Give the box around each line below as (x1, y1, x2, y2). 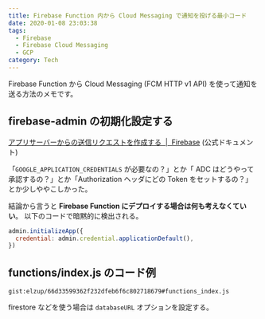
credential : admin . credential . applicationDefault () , (15, 234, 194, 242)
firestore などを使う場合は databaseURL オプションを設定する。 (8, 302, 213, 312)
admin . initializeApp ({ (8, 226, 84, 235)
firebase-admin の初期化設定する (8, 115, 173, 128)
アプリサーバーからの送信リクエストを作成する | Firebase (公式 (8, 137, 219, 147)
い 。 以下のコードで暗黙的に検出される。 (8, 211, 143, 220)
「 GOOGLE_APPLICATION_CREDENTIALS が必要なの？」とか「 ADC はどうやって (8, 164, 255, 174)
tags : (8, 26, 26, 34)
